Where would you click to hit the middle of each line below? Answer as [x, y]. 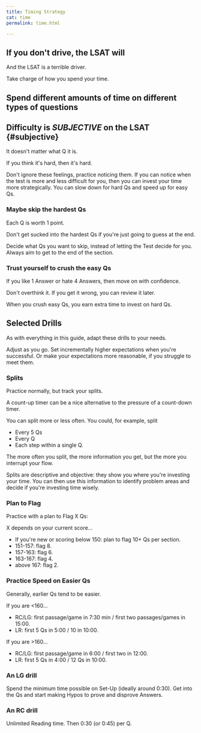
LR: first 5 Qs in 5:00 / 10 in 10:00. [57, 630]
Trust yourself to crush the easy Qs [59, 268]
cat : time [19, 17]
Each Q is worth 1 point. [35, 223]
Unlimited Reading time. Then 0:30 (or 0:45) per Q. [69, 723]
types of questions [42, 107]
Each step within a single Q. [49, 445]
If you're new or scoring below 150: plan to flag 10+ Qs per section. [98, 540]
